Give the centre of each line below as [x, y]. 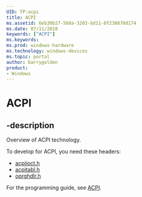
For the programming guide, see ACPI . [54, 188]
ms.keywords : [23, 40]
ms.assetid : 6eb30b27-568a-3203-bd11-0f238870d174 [71, 23]
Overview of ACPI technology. [44, 140]
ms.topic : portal [28, 57]
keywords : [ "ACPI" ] [31, 34]
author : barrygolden [32, 62]
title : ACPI [21, 17]
